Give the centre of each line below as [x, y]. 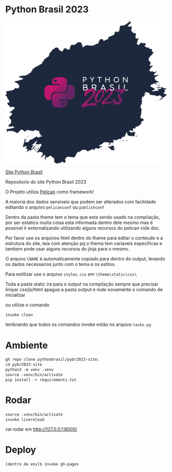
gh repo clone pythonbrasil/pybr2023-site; [52, 360]
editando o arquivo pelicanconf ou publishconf [55, 207]
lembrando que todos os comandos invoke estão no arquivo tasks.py [78, 324]
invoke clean [19, 315]
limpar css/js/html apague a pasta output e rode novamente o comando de [84, 290]
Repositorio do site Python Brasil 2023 [46, 182]
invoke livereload [25, 420]
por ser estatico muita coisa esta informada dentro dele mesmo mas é [79, 223]
